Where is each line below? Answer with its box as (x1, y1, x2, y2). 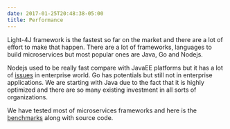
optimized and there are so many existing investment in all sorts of (7, 86, 197, 94)
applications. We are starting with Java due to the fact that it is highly (7, 78, 204, 86)
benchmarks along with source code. (7, 113, 114, 121)
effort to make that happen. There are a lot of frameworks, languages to (7, 43, 213, 51)
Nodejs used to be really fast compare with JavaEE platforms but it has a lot (7, 63, 224, 72)
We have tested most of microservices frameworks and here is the (7, 106, 197, 115)
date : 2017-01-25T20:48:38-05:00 (7, 10, 104, 17)
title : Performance (7, 17, 64, 23)
